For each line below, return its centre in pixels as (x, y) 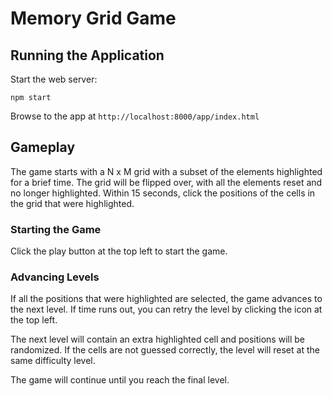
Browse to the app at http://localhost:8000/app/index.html (135, 116)
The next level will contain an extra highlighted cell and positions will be (157, 339)
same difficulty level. (53, 361)
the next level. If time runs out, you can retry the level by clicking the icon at (166, 309)
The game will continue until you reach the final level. (120, 380)
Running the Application (87, 55)
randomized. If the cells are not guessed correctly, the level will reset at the (165, 350)
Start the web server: (54, 79)
